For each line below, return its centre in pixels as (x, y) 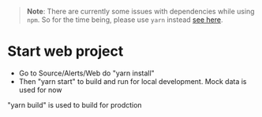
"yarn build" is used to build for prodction (75, 104)
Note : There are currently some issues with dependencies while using (140, 11)
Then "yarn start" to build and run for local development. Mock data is (133, 81)
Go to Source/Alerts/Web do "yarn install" (86, 73)
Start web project (65, 51)
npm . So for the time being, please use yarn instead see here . (125, 20)
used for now (40, 90)
